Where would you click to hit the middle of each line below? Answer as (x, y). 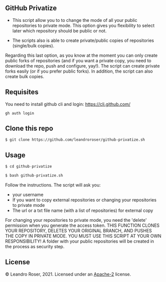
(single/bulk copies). (33, 46)
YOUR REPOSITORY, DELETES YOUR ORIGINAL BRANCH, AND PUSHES (79, 231)
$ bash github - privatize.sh (34, 176)
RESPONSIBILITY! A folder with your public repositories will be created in (80, 241)
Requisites (22, 92)
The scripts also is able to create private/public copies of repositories (83, 40)
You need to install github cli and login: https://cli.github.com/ (68, 104)
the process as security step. (35, 246)
